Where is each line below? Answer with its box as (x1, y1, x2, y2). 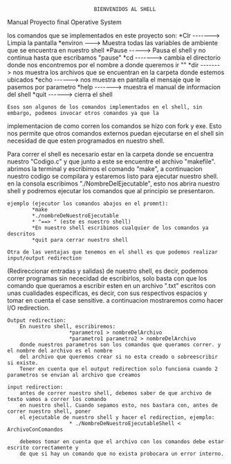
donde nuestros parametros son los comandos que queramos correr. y (19, 341, 221, 348)
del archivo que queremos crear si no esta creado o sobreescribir (19, 353, 218, 360)
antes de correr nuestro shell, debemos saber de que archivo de (19, 390, 212, 397)
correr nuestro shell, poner (7, 408, 91, 415)
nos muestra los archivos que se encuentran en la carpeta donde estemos (12, 69, 225, 76)
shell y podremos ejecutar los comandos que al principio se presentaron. (7, 187, 215, 195)
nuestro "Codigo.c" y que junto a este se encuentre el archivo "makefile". (7, 157, 216, 166)
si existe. (7, 359, 39, 366)
